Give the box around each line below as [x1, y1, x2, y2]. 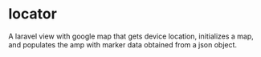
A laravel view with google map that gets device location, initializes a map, [8, 31, 255, 41]
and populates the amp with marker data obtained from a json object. [8, 39, 238, 49]
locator [8, 5, 58, 23]
